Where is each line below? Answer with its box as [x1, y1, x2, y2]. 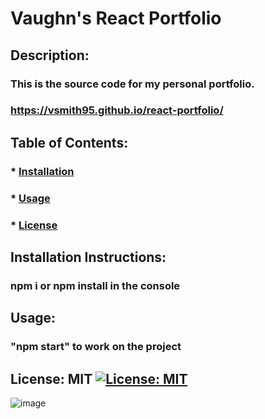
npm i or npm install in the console [10, 278, 181, 292]
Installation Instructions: [10, 248, 167, 266]
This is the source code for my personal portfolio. [10, 77, 255, 91]
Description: [10, 47, 90, 64]
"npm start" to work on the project [10, 340, 182, 354]
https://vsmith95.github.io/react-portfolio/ [10, 103, 224, 117]
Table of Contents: [10, 134, 129, 151]
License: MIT [10, 370, 93, 387]
